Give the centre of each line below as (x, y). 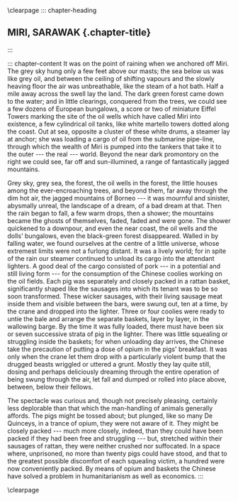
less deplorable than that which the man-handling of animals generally (110, 408)
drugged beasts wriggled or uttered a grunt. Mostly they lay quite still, (109, 364)
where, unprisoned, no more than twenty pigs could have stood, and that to (118, 453)
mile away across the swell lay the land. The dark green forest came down (116, 93)
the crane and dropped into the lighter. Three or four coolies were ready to (116, 311)
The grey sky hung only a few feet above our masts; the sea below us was (116, 71)
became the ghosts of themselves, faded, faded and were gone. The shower (119, 220)
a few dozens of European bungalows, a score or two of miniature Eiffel (112, 109)
